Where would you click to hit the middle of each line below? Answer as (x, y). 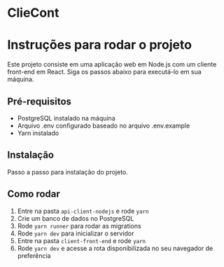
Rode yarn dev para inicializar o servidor (76, 233)
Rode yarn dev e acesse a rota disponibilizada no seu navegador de (115, 248)
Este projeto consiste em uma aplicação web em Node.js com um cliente (112, 64)
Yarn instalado (38, 133)
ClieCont (33, 13)
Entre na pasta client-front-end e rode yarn (82, 240)
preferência (34, 255)
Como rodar (34, 194)
